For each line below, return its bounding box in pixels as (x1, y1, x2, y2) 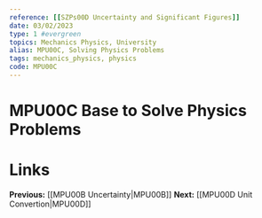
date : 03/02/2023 (9, 21, 74, 30)
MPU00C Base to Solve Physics (9, 101, 247, 121)
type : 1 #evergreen (9, 29, 82, 38)
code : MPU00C (9, 63, 58, 72)
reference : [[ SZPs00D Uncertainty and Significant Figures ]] (9, 12, 241, 22)
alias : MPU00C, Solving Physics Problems (9, 46, 165, 55)
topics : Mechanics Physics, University (9, 37, 157, 47)
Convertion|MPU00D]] (9, 199, 91, 209)
